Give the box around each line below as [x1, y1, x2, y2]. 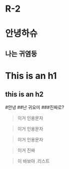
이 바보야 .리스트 [17, 158, 50, 164]
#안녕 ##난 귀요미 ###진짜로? [5, 104, 64, 110]
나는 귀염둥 [5, 49, 37, 58]
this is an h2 [5, 90, 44, 99]
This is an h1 [5, 70, 57, 81]
